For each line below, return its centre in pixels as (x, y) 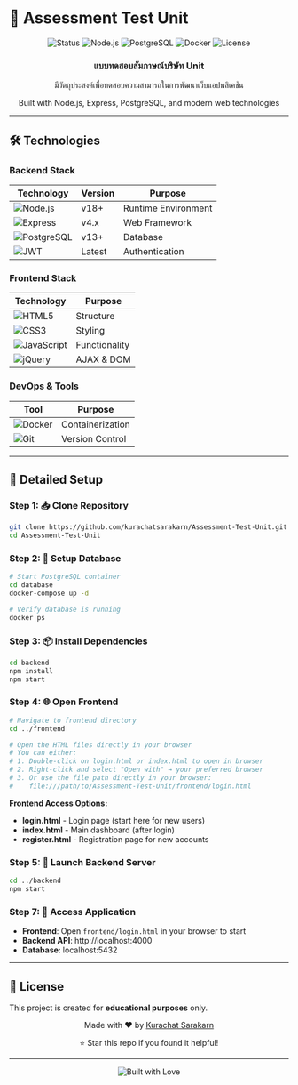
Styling (90, 331)
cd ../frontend (37, 728)
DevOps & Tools (44, 386)
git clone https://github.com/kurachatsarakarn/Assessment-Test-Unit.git (149, 527)
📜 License (37, 986)
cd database (31, 585)
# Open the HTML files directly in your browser (101, 745)
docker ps (27, 617)
